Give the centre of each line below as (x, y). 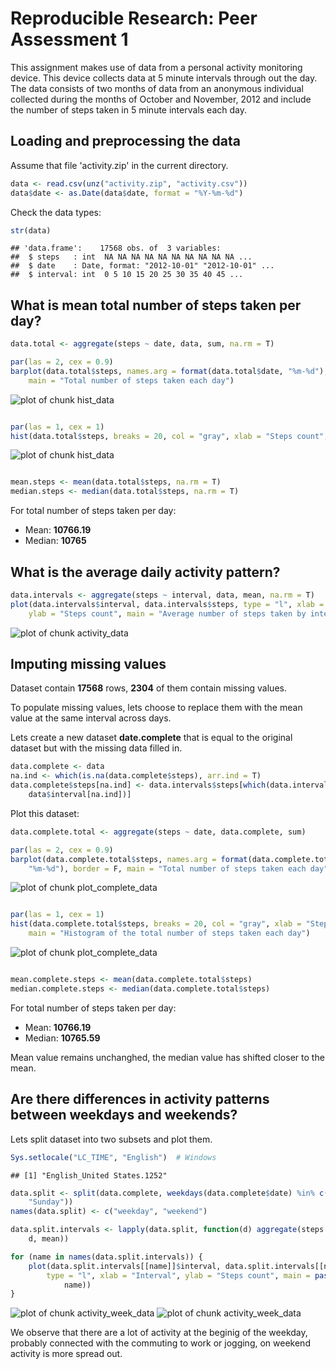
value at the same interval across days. (91, 718)
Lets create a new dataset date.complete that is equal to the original (151, 738)
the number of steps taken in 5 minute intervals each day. (128, 109)
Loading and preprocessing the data (125, 141)
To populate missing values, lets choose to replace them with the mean (156, 708)
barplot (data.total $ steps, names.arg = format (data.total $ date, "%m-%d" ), (169, 371)
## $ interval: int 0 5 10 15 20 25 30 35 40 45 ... (127, 275)
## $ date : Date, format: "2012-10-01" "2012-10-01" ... (142, 266)
